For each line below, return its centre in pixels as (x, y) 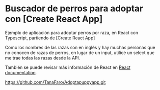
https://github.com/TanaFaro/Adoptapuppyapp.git (55, 82)
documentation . (21, 72)
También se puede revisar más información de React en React (68, 67)
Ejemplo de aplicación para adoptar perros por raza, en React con (72, 32)
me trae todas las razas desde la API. (42, 58)
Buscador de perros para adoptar (74, 9)
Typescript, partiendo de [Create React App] (50, 38)
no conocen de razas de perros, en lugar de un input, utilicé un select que (80, 53)
